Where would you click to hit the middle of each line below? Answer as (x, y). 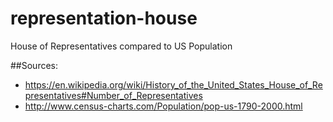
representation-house (104, 18)
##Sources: (34, 65)
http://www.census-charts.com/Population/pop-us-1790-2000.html (163, 106)
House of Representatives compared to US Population (121, 46)
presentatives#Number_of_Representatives (113, 95)
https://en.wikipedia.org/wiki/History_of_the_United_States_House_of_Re (173, 84)
